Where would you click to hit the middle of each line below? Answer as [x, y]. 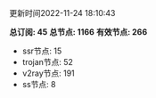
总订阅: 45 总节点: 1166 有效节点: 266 [78, 32]
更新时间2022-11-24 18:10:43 [62, 13]
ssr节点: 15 [42, 51]
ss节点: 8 [39, 84]
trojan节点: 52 [48, 62]
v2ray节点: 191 [49, 73]
